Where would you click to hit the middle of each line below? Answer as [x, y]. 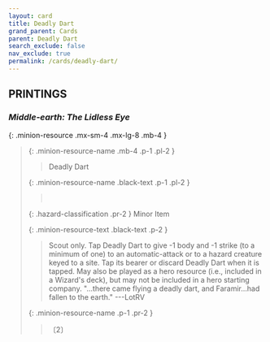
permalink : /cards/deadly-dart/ [63, 62]
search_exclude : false [47, 46]
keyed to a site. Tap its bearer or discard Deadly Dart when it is [154, 262]
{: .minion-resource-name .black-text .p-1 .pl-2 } [109, 182]
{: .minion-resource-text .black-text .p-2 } [98, 229]
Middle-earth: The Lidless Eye [69, 117]
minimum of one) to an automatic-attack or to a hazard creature [155, 253]
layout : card [30, 16]
